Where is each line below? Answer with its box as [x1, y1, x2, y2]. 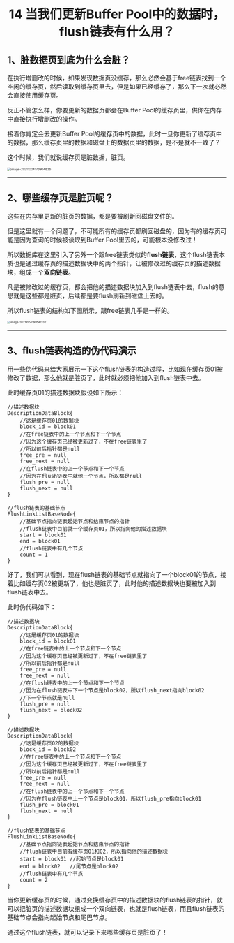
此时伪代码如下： [7, 602, 56, 611]
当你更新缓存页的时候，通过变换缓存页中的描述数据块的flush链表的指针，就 [7, 896, 223, 904]
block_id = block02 [19, 745, 77, 753]
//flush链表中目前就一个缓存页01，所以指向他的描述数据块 [19, 525, 167, 532]
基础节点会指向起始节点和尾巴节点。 [7, 913, 111, 921]
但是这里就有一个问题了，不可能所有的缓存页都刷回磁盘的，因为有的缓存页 [7, 226, 221, 235]
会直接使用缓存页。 [7, 92, 63, 99]
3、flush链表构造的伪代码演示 [7, 345, 137, 357]
